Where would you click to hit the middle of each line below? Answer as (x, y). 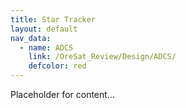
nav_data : (31, 38)
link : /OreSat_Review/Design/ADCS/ (102, 57)
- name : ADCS (46, 47)
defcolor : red (57, 66)
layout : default (44, 29)
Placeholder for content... (62, 94)
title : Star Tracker (53, 19)
